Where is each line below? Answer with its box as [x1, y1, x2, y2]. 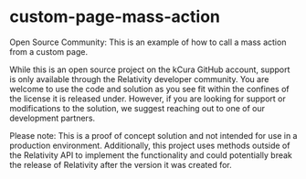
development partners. [9, 112, 96, 123]
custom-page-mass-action [9, 6, 221, 27]
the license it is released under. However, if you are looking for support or [9, 93, 286, 104]
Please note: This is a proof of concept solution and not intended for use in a [9, 130, 298, 141]
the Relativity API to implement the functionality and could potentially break [9, 149, 292, 161]
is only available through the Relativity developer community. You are [9, 73, 269, 84]
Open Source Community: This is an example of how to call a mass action [9, 37, 287, 47]
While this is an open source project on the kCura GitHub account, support [9, 64, 290, 75]
